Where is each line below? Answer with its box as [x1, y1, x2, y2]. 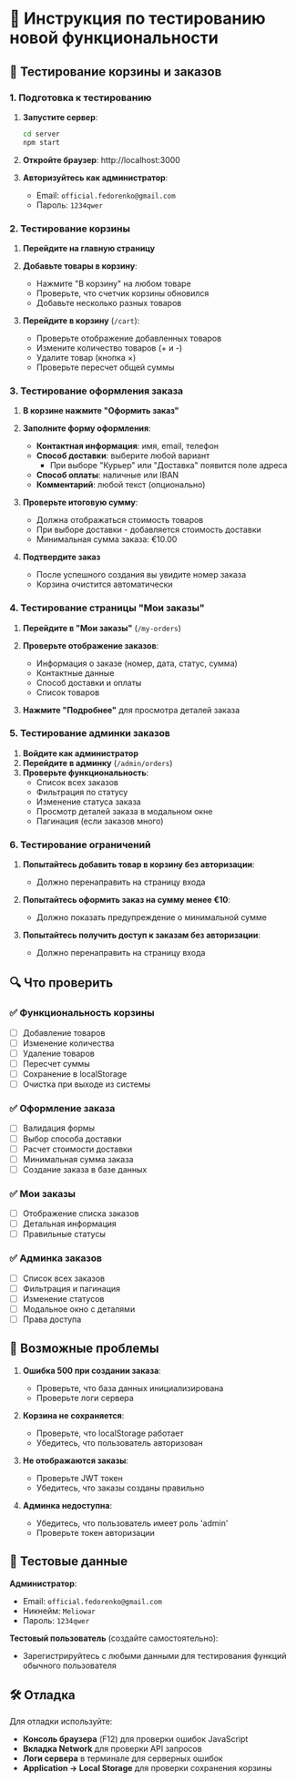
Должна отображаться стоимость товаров [36, 515, 204, 526]
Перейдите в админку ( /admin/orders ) [22, 757, 173, 768]
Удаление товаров [22, 1048, 96, 1059]
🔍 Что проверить [9, 975, 114, 990]
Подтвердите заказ [22, 551, 101, 563]
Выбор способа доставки [22, 1133, 122, 1144]
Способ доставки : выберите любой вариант [36, 450, 210, 461]
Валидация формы [22, 1122, 96, 1133]
